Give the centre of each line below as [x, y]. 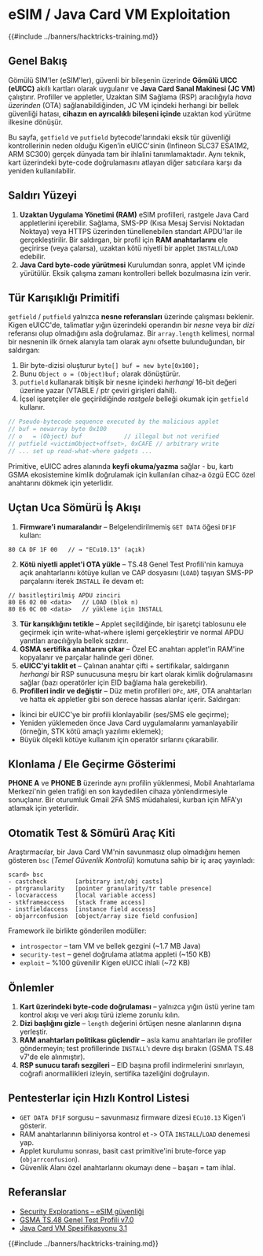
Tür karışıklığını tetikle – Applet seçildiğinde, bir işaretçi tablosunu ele [133, 623]
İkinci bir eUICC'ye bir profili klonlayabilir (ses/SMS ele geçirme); [124, 714]
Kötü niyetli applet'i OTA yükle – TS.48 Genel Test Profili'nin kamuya [131, 564]
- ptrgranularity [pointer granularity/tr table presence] [110, 889]
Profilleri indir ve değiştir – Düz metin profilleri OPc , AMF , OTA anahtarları [136, 690]
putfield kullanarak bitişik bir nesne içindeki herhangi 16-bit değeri [128, 382]
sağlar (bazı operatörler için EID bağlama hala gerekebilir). [113, 682]
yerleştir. [34, 1031]
